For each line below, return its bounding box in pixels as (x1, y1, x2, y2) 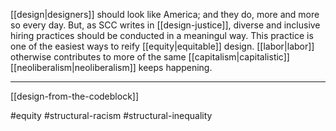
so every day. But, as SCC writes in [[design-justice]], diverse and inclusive (10, 19, 321, 31)
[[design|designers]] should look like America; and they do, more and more (10, 9, 320, 20)
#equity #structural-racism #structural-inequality (10, 110, 213, 121)
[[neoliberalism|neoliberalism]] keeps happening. (10, 62, 213, 73)
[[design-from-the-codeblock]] (10, 90, 140, 102)
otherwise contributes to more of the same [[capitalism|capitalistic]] (10, 51, 290, 63)
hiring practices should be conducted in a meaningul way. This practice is (10, 30, 314, 41)
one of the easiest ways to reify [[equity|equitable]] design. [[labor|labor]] (10, 40, 315, 52)
